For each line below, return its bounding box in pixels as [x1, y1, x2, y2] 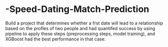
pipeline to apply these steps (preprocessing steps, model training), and [5, 30, 155, 36]
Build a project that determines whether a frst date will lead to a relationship [5, 20, 163, 26]
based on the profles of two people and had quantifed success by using [5, 25, 155, 31]
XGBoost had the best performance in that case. [5, 36, 106, 42]
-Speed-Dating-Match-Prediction [5, 3, 149, 15]
